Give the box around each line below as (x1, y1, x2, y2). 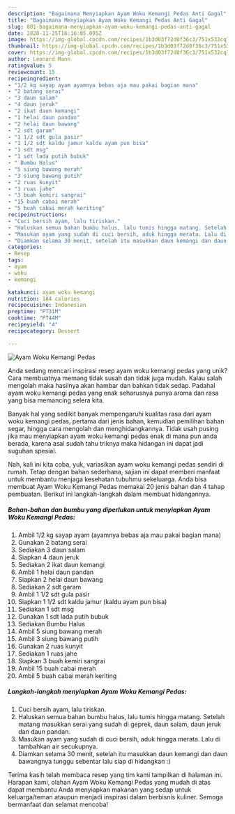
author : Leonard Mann (8, 56, 71, 63)
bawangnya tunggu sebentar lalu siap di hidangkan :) (17, 757, 171, 765)
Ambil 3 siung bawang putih (17, 634, 99, 642)
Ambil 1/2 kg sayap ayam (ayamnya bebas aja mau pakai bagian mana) (17, 531, 222, 539)
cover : (8, 50, 27, 56)
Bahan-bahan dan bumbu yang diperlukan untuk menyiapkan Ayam (8, 506, 211, 514)
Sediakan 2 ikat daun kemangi (17, 560, 105, 568)
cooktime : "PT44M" (8, 315, 61, 322)
